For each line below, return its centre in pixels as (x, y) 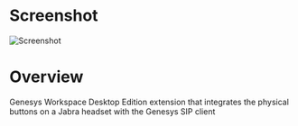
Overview (47, 77)
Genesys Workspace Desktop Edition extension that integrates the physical (149, 102)
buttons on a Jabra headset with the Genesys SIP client (112, 111)
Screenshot (54, 16)
